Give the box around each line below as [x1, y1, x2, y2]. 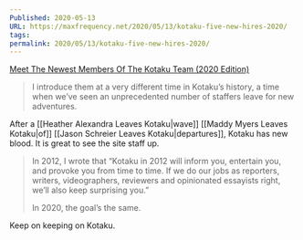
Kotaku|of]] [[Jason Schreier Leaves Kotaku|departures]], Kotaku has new [9, 129, 288, 140]
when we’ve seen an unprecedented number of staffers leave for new [31, 91, 295, 102]
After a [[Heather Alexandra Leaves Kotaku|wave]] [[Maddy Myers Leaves [9, 119, 288, 130]
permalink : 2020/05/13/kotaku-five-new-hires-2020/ [9, 38, 210, 48]
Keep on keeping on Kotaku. [9, 220, 116, 231]
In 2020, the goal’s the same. [31, 203, 141, 214]
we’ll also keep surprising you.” [31, 184, 150, 196]
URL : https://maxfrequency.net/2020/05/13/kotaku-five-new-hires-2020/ [9, 22, 287, 31]
